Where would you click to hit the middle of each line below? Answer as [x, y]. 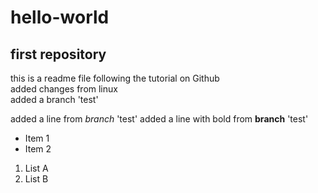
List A [36, 168]
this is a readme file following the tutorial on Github [115, 78]
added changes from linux [64, 89]
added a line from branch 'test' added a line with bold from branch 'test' [159, 119]
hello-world [60, 17]
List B [36, 179]
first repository [58, 54]
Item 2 [38, 149]
